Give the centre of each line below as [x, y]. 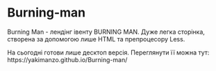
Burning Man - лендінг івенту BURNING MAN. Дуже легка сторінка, [106, 32]
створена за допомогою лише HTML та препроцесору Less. [96, 39]
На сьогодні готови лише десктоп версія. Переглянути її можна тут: [108, 52]
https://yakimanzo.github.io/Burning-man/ [67, 59]
